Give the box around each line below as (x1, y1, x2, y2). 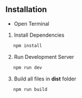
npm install (13, 43, 42, 48)
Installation (5, 5, 47, 15)
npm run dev (13, 64, 42, 71)
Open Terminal (13, 20, 50, 27)
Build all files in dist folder (13, 75, 77, 82)
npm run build (13, 86, 48, 92)
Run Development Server (13, 53, 74, 60)
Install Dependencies (13, 32, 65, 38)
